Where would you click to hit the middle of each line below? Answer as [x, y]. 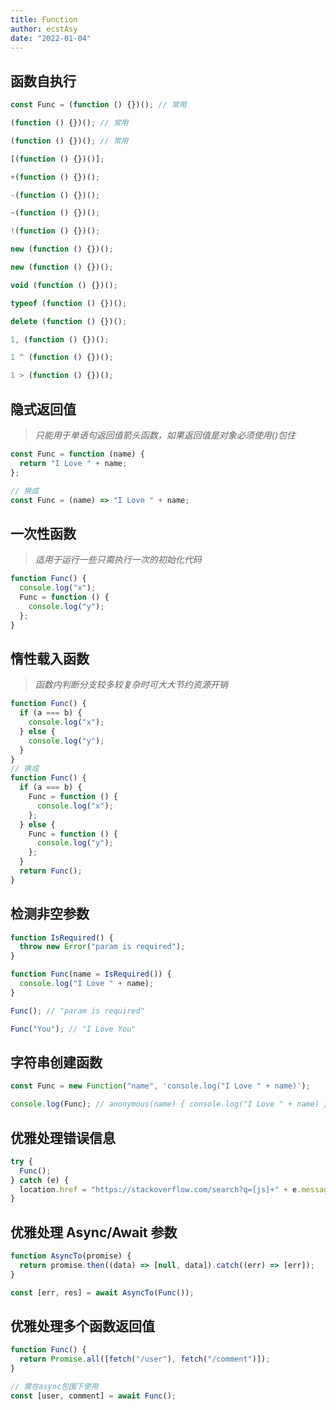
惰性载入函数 [50, 658]
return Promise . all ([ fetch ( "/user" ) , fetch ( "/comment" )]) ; [145, 1359]
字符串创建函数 [56, 1062]
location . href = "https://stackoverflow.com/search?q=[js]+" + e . [160, 1189]
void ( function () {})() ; [64, 285]
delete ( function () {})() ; [69, 321]
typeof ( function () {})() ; [69, 303]
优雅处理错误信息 [63, 1137]
